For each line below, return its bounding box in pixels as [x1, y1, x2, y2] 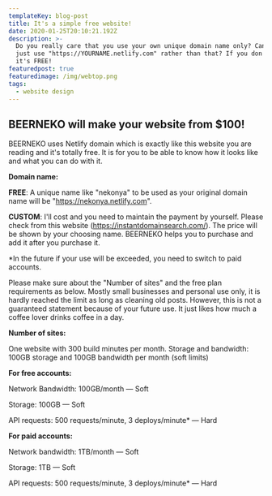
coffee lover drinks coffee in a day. [8, 313, 125, 322]
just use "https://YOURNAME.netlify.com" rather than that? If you [15, 50, 249, 58]
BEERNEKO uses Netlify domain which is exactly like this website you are [8, 139, 253, 149]
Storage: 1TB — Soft [8, 463, 76, 472]
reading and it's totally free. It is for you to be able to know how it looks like [8, 148, 259, 157]
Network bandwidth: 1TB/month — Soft [8, 447, 139, 457]
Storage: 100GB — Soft [8, 399, 86, 410]
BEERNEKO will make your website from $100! [8, 117, 245, 131]
